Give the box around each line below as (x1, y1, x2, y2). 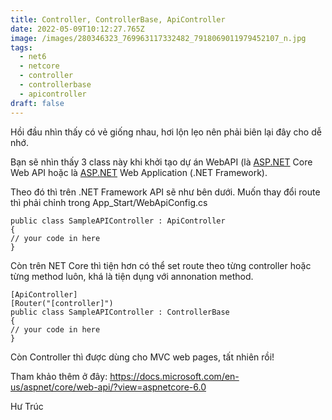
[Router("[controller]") (10, 298, 114, 308)
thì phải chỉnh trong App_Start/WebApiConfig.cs (10, 196, 208, 208)
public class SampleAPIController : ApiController (10, 216, 226, 226)
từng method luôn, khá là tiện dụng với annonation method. (10, 270, 254, 282)
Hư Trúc (10, 400, 44, 412)
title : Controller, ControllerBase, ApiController (10, 14, 226, 25)
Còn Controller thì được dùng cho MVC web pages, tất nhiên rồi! (10, 351, 275, 363)
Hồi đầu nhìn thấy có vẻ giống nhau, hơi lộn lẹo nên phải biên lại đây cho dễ (10, 126, 322, 138)
